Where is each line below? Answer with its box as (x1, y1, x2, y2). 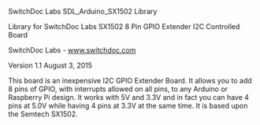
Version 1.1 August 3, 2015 (8, 61, 93, 70)
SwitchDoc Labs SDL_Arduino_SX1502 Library (8, 7, 158, 16)
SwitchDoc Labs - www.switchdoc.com (8, 46, 136, 54)
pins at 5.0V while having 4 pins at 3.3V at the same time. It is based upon (8, 101, 248, 110)
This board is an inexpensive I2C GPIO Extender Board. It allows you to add (8, 76, 252, 85)
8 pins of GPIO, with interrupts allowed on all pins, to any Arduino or (8, 84, 228, 94)
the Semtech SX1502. (8, 109, 78, 119)
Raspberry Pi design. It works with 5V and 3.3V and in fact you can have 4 (8, 93, 250, 101)
